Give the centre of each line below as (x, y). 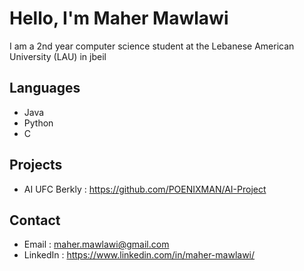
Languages (45, 88)
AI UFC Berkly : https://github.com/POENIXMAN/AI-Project (145, 189)
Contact (35, 220)
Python (38, 123)
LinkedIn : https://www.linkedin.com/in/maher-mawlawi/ (139, 255)
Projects (36, 165)
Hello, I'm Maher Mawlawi (119, 18)
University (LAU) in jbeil (58, 56)
